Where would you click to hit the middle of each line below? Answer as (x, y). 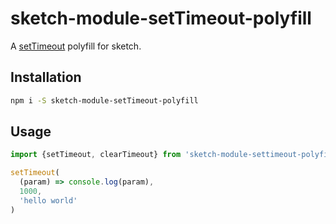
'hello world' (48, 200)
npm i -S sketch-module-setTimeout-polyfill (104, 100)
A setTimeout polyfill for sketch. (76, 46)
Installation (46, 77)
